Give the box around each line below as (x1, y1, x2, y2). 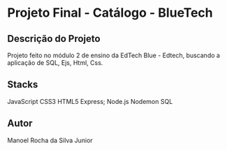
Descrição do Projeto (7, 33, 101, 45)
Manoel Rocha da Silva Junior (7, 136, 93, 144)
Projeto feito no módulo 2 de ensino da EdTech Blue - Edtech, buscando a (7, 51, 220, 59)
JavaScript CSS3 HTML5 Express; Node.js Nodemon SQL (7, 97, 173, 105)
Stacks (7, 79, 38, 91)
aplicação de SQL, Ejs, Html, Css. (7, 59, 103, 67)
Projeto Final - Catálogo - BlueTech (7, 5, 213, 21)
